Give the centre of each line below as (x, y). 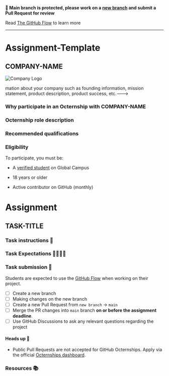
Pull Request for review (30, 13)
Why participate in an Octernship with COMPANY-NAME (75, 107)
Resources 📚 (22, 368)
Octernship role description (40, 120)
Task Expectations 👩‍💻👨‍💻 (36, 254)
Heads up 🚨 (18, 338)
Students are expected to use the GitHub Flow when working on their (77, 278)
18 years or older (30, 177)
